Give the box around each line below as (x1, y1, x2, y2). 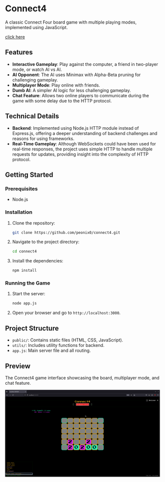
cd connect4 (12, 249, 37, 254)
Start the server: (12, 291, 46, 297)
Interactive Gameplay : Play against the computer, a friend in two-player (12, 61, 158, 67)
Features (5, 48, 33, 57)
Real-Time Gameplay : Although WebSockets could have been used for (12, 141, 156, 146)
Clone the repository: (12, 220, 55, 226)
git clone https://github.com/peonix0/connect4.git (12, 230, 120, 235)
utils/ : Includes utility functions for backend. (12, 342, 105, 348)
